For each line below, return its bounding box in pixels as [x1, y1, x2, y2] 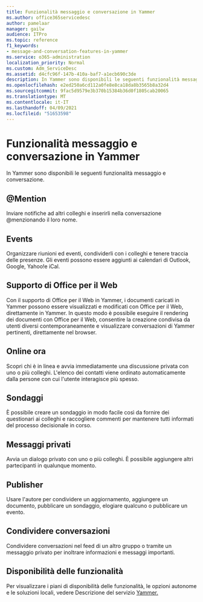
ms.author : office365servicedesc [6, 15, 91, 21]
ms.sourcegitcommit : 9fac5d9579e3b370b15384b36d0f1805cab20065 [6, 88, 169, 94]
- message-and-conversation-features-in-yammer [6, 49, 129, 55]
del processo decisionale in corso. [6, 422, 92, 429]
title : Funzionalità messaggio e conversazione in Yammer [6, 8, 155, 15]
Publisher [6, 479, 43, 490]
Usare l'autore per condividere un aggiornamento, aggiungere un [6, 496, 169, 502]
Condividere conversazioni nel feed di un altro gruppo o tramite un [6, 542, 172, 549]
